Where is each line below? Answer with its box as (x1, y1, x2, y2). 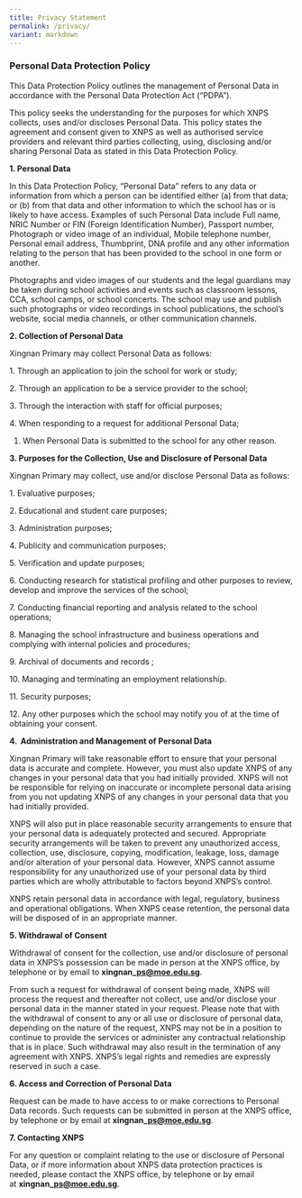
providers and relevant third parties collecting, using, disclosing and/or (9, 136, 272, 147)
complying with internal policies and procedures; (9, 638, 191, 649)
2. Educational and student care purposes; (9, 505, 168, 516)
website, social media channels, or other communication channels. (9, 313, 257, 324)
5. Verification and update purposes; (9, 557, 145, 568)
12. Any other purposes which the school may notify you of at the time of (9, 709, 279, 719)
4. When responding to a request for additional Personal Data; (9, 417, 240, 428)
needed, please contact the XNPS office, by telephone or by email (9, 1168, 255, 1179)
